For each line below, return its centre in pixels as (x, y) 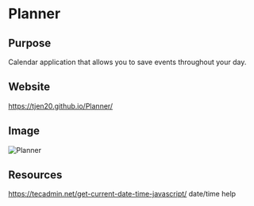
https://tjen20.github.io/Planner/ (61, 106)
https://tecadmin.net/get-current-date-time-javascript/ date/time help (122, 194)
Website (29, 87)
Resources (35, 175)
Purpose (30, 43)
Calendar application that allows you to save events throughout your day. (127, 62)
